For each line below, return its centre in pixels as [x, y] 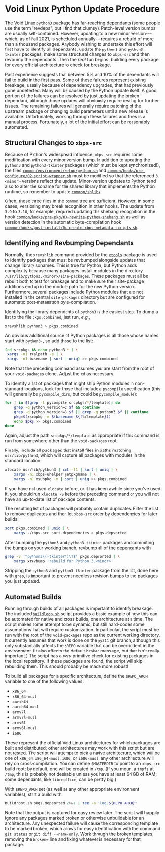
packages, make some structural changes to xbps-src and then [86, 54]
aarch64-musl [26, 707]
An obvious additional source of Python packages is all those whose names [82, 336]
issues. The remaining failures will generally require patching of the [73, 106]
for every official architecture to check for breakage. [58, 65]
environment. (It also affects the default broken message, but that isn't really [82, 651]
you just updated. [23, 581]
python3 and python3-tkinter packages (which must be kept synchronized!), [82, 165]
